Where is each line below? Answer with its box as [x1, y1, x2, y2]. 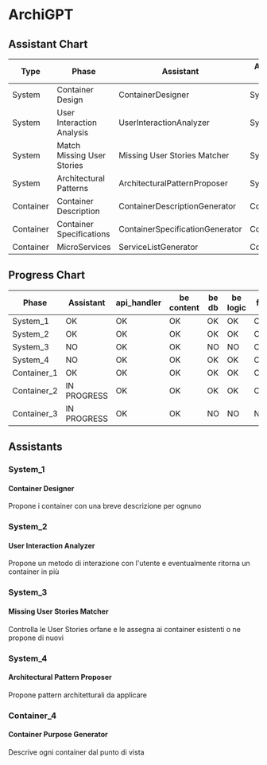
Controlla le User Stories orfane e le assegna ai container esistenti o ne [8, 624, 241, 634]
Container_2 [12, 384, 58, 396]
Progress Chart [8, 268, 86, 282]
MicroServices [56, 241, 111, 252]
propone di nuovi [8, 633, 64, 642]
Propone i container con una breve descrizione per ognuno [8, 502, 202, 511]
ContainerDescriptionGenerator [118, 201, 237, 212]
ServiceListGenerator [118, 241, 199, 252]
